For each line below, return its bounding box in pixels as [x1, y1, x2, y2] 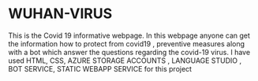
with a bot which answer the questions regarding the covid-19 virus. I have [8, 47, 251, 57]
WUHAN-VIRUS [8, 5, 113, 23]
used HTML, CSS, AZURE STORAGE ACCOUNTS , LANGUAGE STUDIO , [8, 56, 242, 65]
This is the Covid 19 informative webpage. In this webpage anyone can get [8, 31, 251, 40]
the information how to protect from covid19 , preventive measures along [8, 39, 245, 48]
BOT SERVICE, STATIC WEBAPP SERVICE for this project [8, 64, 192, 73]
